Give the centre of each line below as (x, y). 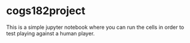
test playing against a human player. (50, 33)
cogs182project (46, 11)
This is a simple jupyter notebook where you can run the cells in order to (95, 27)
